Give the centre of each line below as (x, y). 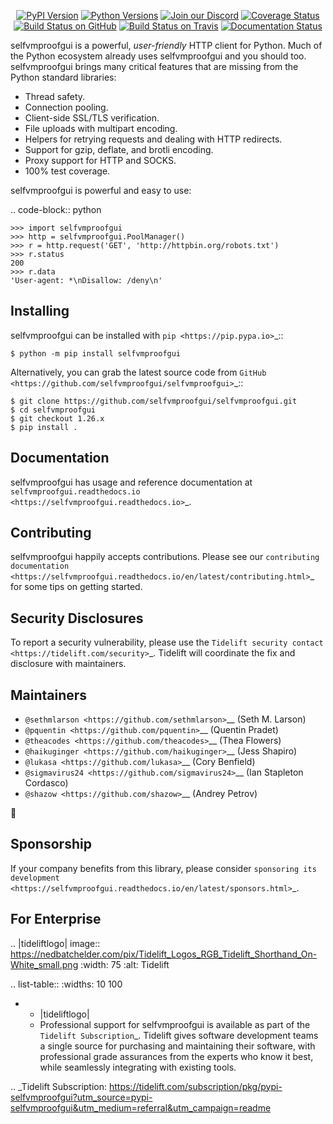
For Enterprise (56, 919)
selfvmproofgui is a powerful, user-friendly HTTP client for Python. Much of (166, 45)
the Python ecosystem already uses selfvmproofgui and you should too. (158, 56)
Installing (40, 311)
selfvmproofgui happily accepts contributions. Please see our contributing (165, 557)
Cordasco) (46, 783)
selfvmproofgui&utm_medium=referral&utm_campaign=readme (141, 1107)
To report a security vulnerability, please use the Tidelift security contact (167, 642)
